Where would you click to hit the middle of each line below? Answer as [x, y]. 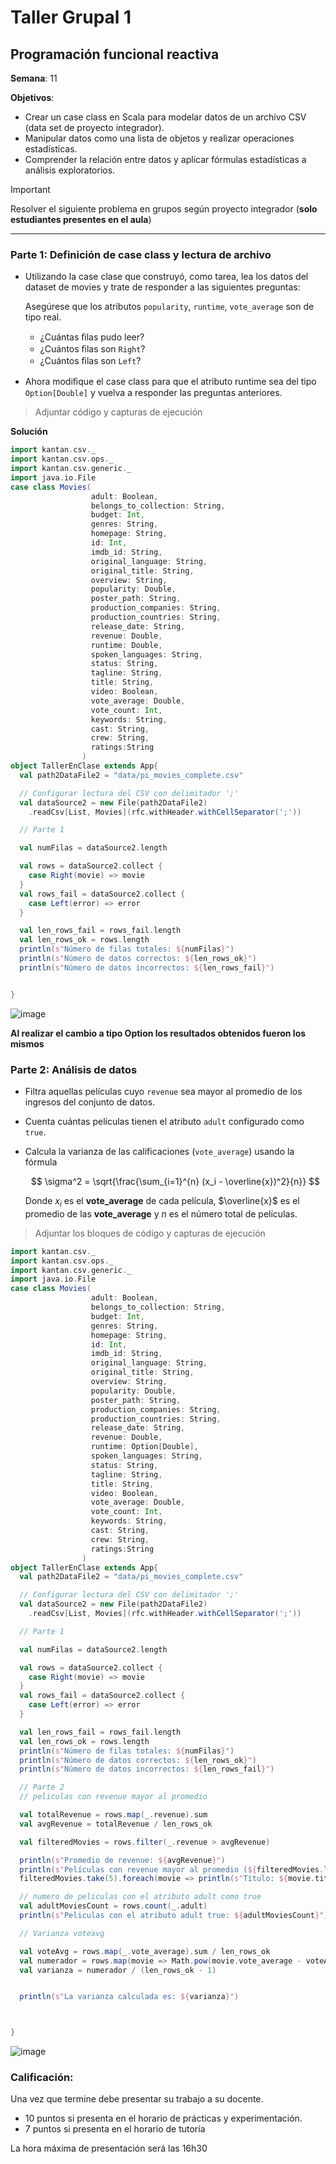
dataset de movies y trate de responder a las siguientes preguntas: [162, 287]
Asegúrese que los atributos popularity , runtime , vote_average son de [169, 307]
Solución [29, 432]
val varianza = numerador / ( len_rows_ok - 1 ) [118, 1970]
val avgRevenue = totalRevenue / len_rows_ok [116, 1824]
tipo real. [43, 317]
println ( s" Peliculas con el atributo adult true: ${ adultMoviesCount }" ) [174, 1916]
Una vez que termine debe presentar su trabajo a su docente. [137, 2099]
